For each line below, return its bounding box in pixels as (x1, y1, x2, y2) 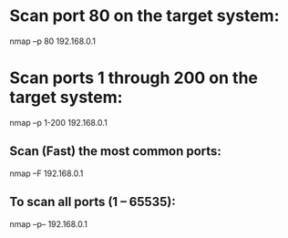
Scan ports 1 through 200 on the (9, 67, 258, 88)
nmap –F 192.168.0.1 (9, 168, 84, 179)
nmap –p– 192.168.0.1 (9, 218, 88, 229)
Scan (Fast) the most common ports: (9, 143, 221, 160)
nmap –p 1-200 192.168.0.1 (9, 117, 108, 128)
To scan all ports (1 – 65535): (9, 194, 176, 210)
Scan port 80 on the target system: (9, 5, 280, 26)
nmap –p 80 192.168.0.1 (9, 36, 96, 47)
